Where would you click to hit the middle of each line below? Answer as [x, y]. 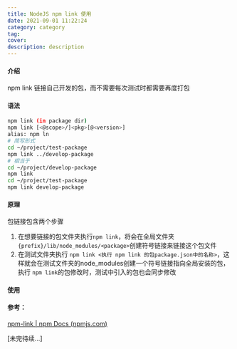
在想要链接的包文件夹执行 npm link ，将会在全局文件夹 [96, 236]
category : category [36, 27]
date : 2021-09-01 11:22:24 [47, 21]
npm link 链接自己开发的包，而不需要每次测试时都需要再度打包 [99, 88]
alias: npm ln [28, 135]
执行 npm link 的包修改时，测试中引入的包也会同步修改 [97, 272]
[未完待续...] [25, 338]
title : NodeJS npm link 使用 [49, 14]
